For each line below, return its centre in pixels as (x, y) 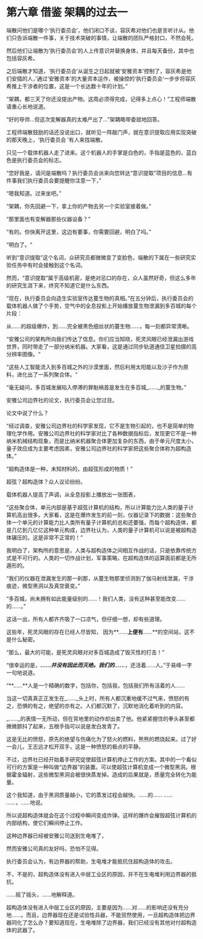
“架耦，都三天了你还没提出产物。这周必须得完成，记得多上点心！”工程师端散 (101, 99)
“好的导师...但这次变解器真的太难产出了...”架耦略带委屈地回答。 (85, 119)
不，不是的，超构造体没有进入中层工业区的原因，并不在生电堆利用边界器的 (99, 874)
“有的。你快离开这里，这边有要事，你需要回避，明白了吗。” (79, 232)
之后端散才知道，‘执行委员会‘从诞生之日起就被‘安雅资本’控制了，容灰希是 (96, 71)
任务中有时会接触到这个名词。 (48, 265)
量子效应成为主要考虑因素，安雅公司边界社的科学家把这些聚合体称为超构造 (99, 448)
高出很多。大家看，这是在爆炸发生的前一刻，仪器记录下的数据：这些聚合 (107, 514)
